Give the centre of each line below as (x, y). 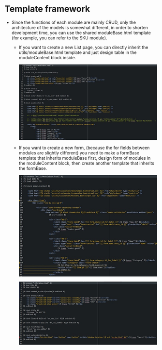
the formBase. (33, 168)
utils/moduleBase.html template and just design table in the (78, 52)
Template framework (47, 9)
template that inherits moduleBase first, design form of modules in (85, 158)
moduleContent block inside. (47, 57)
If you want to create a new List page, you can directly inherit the (83, 47)
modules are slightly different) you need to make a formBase (79, 153)
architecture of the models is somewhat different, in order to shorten (80, 27)
